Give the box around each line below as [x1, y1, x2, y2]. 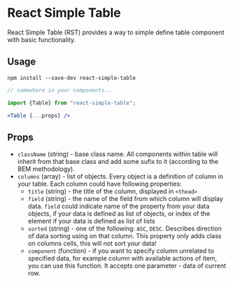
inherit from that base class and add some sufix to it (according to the [17, 158, 219, 166]
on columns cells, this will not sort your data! [27, 240, 157, 248]
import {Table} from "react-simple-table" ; [7, 99, 136, 106]
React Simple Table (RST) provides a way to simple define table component [7, 28, 225, 36]
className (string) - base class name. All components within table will [17, 150, 218, 158]
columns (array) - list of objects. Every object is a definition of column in [17, 172, 224, 181]
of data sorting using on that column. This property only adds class [27, 232, 222, 240]
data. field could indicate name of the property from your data [27, 202, 210, 211]
